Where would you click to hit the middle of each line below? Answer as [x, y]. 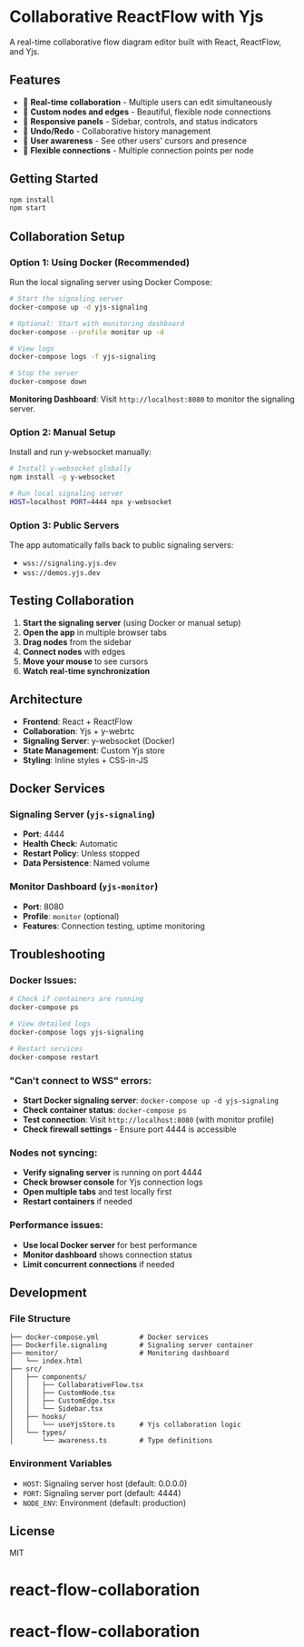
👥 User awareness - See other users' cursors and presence [135, 140]
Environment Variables [61, 1463]
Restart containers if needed [78, 1202]
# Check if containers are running [77, 999]
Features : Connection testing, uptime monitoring [114, 926]
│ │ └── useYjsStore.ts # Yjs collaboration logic [126, 1425]
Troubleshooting [58, 954]
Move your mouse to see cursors [85, 661]
